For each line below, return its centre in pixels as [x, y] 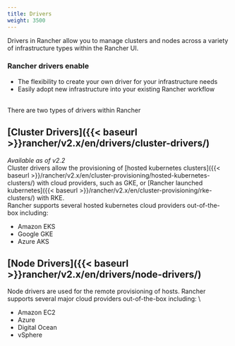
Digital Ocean [37, 328]
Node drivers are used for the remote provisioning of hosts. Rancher [107, 291]
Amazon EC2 [36, 313]
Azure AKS [33, 241]
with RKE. [50, 197]
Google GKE [35, 234]
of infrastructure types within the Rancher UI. [73, 48]
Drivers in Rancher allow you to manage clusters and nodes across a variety [118, 40]
